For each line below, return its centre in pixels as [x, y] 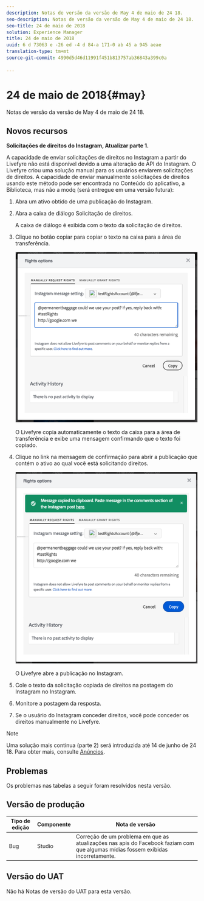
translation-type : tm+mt [38, 52]
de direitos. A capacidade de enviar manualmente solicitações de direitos [98, 177]
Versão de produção [46, 805]
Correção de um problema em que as [122, 836]
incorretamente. [96, 856]
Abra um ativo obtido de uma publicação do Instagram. [84, 202]
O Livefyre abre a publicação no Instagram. [69, 673]
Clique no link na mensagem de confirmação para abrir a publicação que [106, 457]
